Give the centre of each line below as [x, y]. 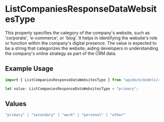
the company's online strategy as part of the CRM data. [61, 53]
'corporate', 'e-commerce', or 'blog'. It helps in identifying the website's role [81, 38]
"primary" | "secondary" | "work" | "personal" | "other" [65, 115]
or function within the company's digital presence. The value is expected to [81, 43]
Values [16, 104]
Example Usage [29, 69]
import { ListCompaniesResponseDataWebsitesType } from [63, 80]
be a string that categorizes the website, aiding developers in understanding [82, 48]
